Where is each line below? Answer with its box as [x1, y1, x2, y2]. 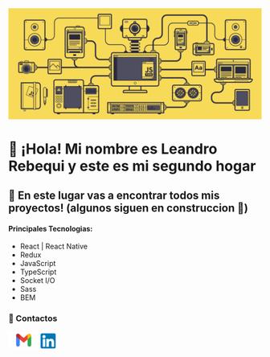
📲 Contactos [8, 313, 58, 324]
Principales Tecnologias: [8, 224, 93, 233]
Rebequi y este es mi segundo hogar [8, 157, 256, 175]
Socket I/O [19, 276, 55, 285]
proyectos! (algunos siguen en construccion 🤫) [8, 201, 249, 215]
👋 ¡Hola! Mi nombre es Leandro [8, 140, 218, 158]
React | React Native [19, 241, 88, 252]
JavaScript [19, 259, 56, 269]
